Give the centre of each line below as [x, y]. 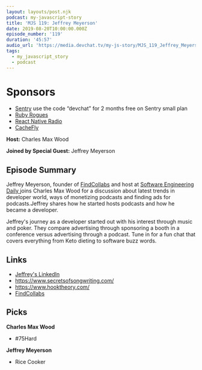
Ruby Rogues [31, 115]
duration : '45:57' [29, 40]
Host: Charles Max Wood [38, 140]
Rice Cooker [30, 362]
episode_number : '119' [35, 34]
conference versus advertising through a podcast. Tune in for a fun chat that [101, 235]
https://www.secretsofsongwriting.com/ [64, 281]
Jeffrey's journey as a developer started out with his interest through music [99, 222]
